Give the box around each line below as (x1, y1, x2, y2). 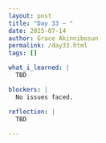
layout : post (8, 11, 52, 20)
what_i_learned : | (8, 63, 70, 72)
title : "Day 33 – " (8, 19, 74, 27)
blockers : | (8, 85, 48, 93)
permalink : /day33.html (8, 42, 88, 50)
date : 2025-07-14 (8, 27, 67, 35)
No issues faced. (15, 93, 74, 101)
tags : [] (8, 49, 38, 57)
